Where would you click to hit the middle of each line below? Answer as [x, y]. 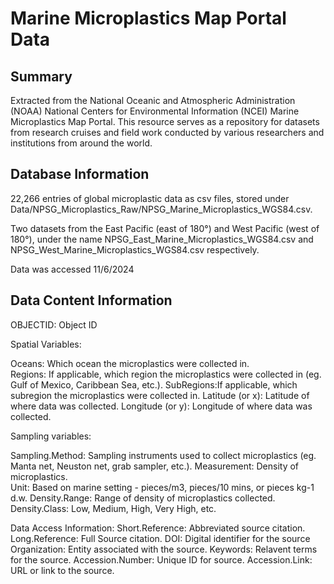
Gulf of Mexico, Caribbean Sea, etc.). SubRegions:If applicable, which [154, 384]
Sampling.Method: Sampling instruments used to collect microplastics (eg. [163, 455]
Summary [41, 76]
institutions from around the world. [81, 143]
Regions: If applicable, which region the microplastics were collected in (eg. [166, 374]
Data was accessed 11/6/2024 [72, 269]
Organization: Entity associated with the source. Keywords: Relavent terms [164, 549]
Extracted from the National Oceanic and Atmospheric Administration [153, 100]
